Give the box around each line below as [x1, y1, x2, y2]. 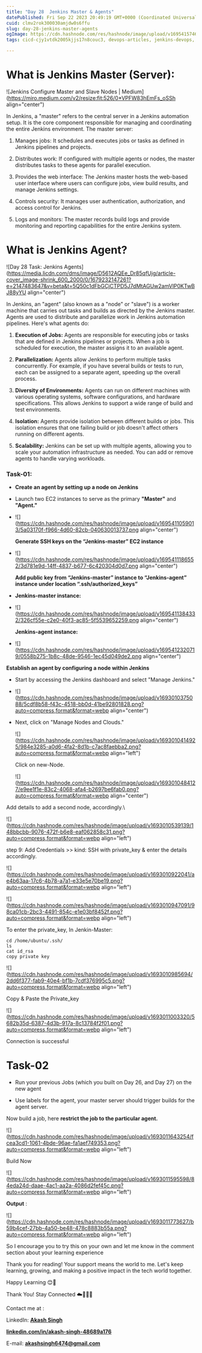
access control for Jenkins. [14, 204, 83, 211]
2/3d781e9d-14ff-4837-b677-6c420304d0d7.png [14, 562, 138, 570]
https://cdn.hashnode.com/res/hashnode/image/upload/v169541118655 [17, 556, 194, 563]
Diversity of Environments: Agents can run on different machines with [14, 386, 191, 394]
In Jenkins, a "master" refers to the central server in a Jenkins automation [6, 112, 189, 119]
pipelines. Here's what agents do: [6, 319, 90, 327]
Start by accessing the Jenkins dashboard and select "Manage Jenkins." [14, 676, 195, 683]
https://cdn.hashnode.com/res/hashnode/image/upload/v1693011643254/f [8, 1133, 194, 1140]
